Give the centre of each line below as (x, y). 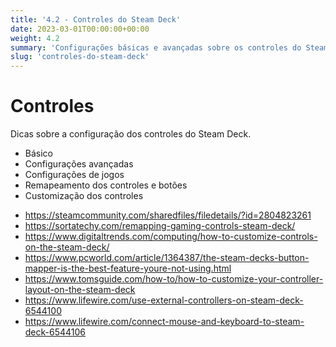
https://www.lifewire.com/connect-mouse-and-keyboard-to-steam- (164, 322)
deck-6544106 (55, 332)
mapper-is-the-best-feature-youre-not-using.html (128, 268)
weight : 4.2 (35, 38)
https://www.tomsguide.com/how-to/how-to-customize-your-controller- (174, 279)
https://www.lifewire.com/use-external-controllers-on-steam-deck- (164, 300)
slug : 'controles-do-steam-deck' (80, 57)
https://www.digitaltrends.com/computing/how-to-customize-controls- (171, 237)
